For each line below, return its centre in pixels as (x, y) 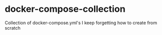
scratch (13, 28)
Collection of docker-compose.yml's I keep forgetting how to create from (81, 23)
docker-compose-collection (65, 9)
